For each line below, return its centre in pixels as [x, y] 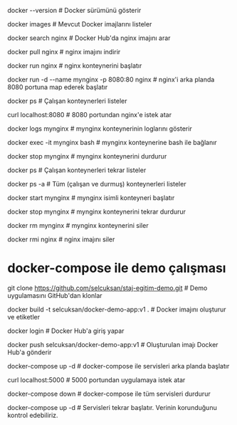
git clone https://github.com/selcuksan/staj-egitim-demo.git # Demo [107, 288]
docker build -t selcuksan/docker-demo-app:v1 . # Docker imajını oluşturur [117, 309]
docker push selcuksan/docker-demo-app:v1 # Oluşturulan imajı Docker [113, 344]
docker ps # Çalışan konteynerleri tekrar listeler [77, 170]
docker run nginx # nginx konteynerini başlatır [75, 66]
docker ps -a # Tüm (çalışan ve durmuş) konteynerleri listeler [97, 184]
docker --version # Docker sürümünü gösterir [74, 10]
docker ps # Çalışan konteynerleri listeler [67, 101]
